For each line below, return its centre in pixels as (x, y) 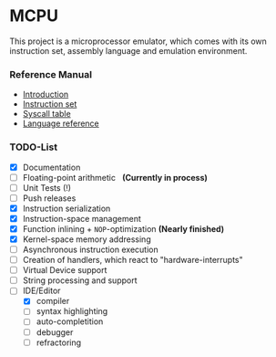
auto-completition (70, 321)
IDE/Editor (41, 291)
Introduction (46, 94)
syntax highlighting (72, 311)
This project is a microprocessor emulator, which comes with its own (138, 41)
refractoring (59, 342)
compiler (53, 301)
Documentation (51, 167)
